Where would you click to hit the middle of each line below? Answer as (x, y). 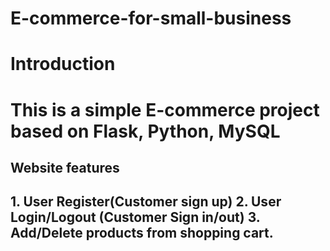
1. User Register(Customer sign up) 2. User (146, 202)
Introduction (63, 64)
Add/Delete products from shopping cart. (142, 233)
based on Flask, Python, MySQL (145, 131)
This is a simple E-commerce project (165, 109)
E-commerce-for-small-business (151, 18)
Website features (65, 167)
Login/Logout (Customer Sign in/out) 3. (135, 217)
